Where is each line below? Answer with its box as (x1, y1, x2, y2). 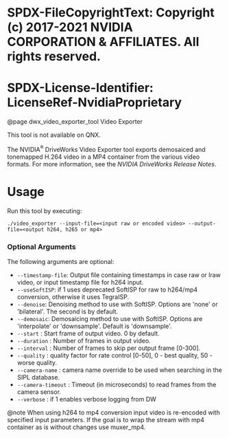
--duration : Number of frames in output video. (16, 337, 151, 345)
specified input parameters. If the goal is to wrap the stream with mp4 (7, 416, 204, 424)
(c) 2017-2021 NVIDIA (7, 19, 134, 35)
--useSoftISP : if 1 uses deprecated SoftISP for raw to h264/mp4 (16, 285, 198, 294)
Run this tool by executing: (7, 206, 82, 215)
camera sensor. (16, 388, 62, 396)
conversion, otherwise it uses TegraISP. (16, 293, 129, 301)
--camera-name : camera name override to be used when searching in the (16, 366, 223, 374)
